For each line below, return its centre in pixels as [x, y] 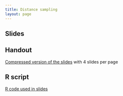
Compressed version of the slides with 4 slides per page [61, 62]
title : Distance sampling [31, 9]
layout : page [18, 14]
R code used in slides [26, 89]
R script [17, 77]
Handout [18, 50]
